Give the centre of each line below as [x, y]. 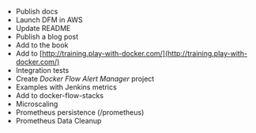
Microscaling [37, 104]
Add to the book [42, 45]
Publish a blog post [47, 36]
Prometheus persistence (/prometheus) [80, 112]
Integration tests [42, 70]
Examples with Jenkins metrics [66, 87]
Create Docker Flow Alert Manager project [85, 79]
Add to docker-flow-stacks [60, 95]
